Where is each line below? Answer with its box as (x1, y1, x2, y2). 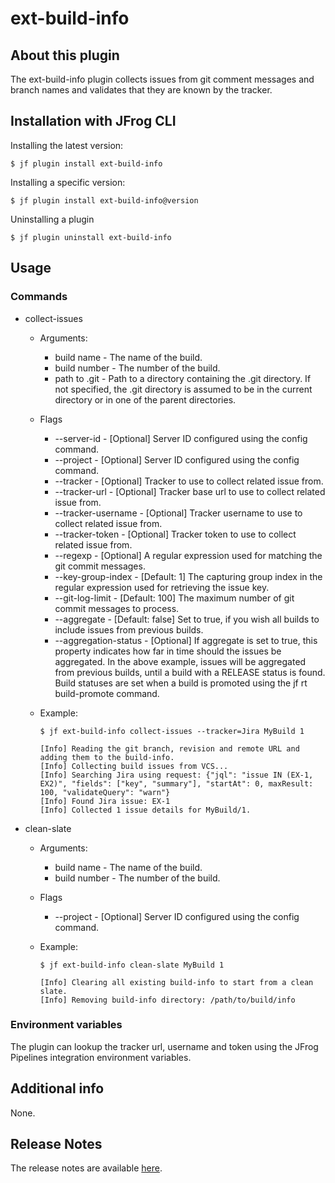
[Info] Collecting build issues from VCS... (39, 761, 229, 771)
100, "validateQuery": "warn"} (39, 787, 171, 797)
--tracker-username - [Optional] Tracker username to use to (54, 507, 303, 519)
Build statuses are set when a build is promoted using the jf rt (54, 677, 308, 689)
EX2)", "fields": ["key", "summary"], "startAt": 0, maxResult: (39, 778, 314, 789)
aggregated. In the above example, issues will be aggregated (54, 655, 307, 667)
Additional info (10, 1080, 105, 1097)
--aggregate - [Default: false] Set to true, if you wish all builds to (54, 613, 320, 625)
